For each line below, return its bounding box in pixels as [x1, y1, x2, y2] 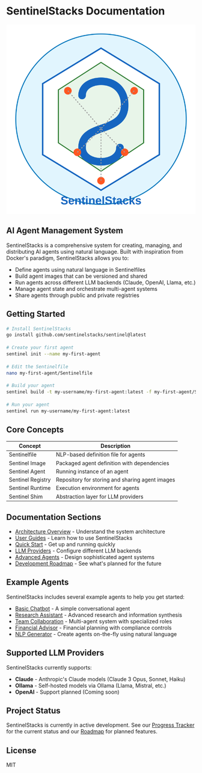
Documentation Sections [6, 512, 102, 522]
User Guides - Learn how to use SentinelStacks [14, 534, 133, 542]
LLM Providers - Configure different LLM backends [14, 547, 142, 554]
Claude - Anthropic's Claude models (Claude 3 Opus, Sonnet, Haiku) [14, 675, 186, 683]
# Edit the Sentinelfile [6, 364, 69, 370]
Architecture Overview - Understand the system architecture [14, 528, 165, 535]
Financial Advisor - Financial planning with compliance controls [14, 624, 172, 631]
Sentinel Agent [8, 468, 46, 475]
